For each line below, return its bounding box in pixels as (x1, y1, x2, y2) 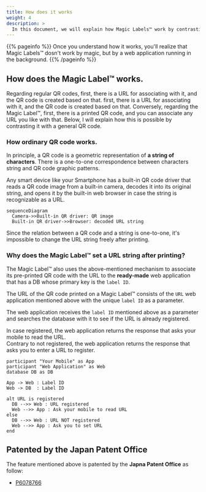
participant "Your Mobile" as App (6, 358, 95, 365)
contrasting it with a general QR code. (6, 123, 102, 130)
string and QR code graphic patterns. (6, 165, 100, 172)
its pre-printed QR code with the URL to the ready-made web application (6, 271, 191, 279)
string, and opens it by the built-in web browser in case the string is (6, 189, 177, 197)
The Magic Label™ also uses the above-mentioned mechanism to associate (6, 265, 196, 273)
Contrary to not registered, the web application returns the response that (6, 339, 190, 347)
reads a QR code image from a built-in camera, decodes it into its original (6, 183, 191, 191)
